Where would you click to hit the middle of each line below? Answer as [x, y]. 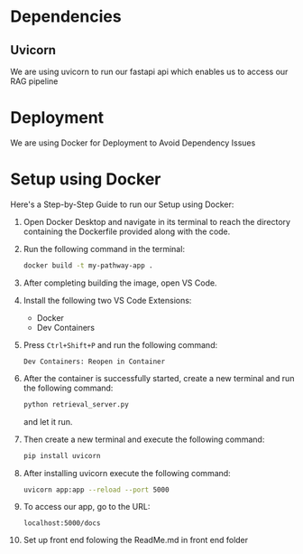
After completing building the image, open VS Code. [120, 283]
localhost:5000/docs [62, 523]
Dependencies [66, 17]
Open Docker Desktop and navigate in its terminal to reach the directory [157, 221]
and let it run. [48, 421]
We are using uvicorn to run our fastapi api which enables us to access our [149, 71]
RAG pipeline [34, 81]
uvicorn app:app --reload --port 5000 [96, 490]
